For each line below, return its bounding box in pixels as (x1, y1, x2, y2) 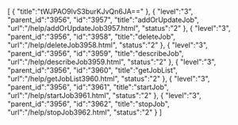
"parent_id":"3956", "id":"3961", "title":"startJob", (7, 82, 169, 92)
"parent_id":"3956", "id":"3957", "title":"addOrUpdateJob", (7, 15, 199, 25)
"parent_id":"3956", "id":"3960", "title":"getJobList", (7, 66, 178, 74)
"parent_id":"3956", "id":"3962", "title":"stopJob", (7, 99, 170, 108)
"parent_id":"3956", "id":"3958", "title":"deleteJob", (7, 32, 176, 41)
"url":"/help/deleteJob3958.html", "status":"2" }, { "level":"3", (7, 40, 208, 50)
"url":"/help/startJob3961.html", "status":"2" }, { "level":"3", (7, 91, 202, 100)
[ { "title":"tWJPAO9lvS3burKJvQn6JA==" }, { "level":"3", (7, 7, 194, 16)
